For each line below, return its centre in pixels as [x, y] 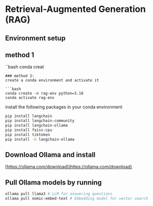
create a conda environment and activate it [52, 81]
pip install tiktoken [28, 135]
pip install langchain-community [40, 121]
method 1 [20, 55]
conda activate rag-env [30, 98]
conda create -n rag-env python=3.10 [44, 94]
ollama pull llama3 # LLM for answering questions [59, 194]
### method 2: [20, 76]
